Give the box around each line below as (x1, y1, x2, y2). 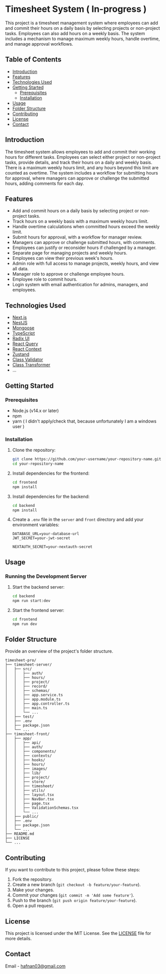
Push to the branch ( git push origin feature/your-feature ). (12, 898, 137, 904)
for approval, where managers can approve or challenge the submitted (5, 175, 150, 181)
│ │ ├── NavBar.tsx (5, 797, 55, 802)
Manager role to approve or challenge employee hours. (12, 271, 125, 277)
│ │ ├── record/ (5, 684, 48, 689)
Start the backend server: (12, 584, 65, 590)
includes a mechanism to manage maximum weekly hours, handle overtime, (5, 36, 160, 42)
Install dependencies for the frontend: (12, 470, 90, 476)
